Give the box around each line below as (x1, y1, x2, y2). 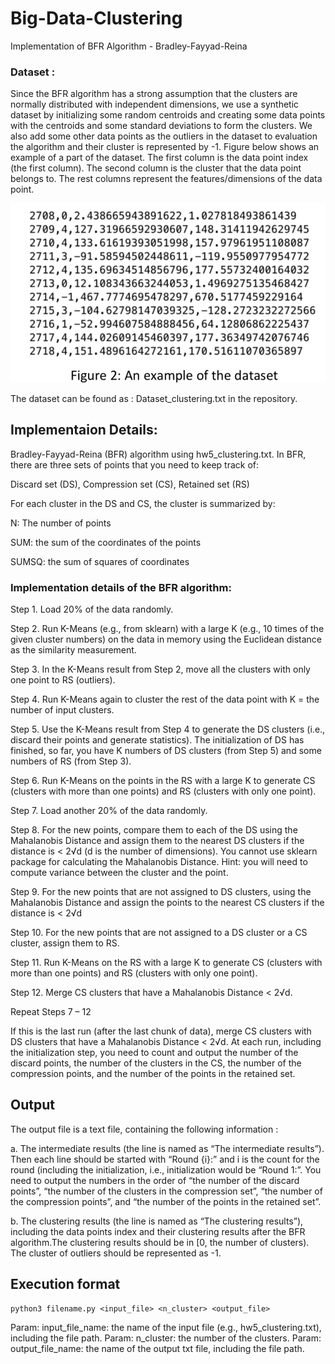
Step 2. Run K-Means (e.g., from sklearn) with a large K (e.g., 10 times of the (10, 623, 325, 634)
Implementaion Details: (10, 422, 158, 439)
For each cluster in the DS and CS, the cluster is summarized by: (10, 497, 276, 509)
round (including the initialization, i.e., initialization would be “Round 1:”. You (10, 1163, 322, 1176)
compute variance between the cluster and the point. (10, 867, 229, 878)
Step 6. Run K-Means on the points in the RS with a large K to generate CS (10, 775, 316, 786)
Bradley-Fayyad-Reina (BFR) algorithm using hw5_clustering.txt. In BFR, (10, 448, 307, 460)
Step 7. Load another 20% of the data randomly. (10, 805, 208, 816)
